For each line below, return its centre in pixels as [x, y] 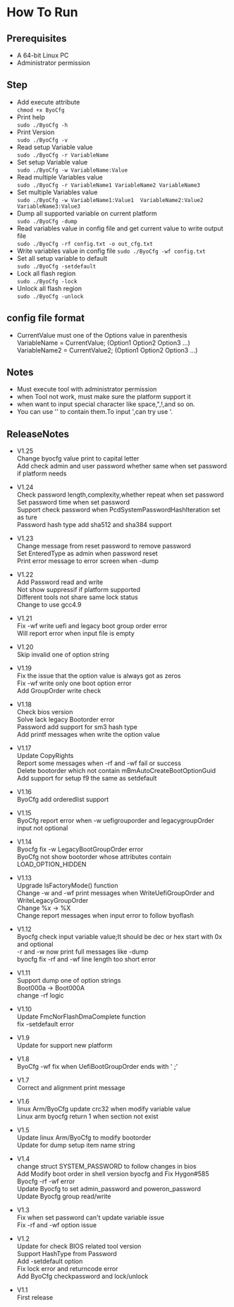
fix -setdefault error [45, 1024]
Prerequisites [37, 39]
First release [35, 1298]
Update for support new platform [64, 1046]
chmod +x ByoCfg [41, 110]
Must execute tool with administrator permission [87, 389]
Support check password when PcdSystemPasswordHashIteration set [118, 510]
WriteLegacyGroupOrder [53, 901]
